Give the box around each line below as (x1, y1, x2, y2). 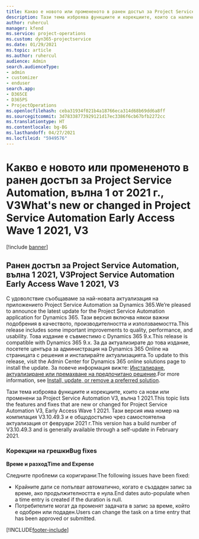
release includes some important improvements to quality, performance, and (6, 326, 193, 333)
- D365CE (6, 91, 28, 97)
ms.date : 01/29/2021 (6, 42, 57, 48)
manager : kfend (6, 25, 44, 31)
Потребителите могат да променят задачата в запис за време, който (14, 502, 190, 509)
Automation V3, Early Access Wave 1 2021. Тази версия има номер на (6, 407, 179, 414)
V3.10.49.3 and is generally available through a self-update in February (6, 426, 179, 433)
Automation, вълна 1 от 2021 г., (6, 186, 164, 199)
